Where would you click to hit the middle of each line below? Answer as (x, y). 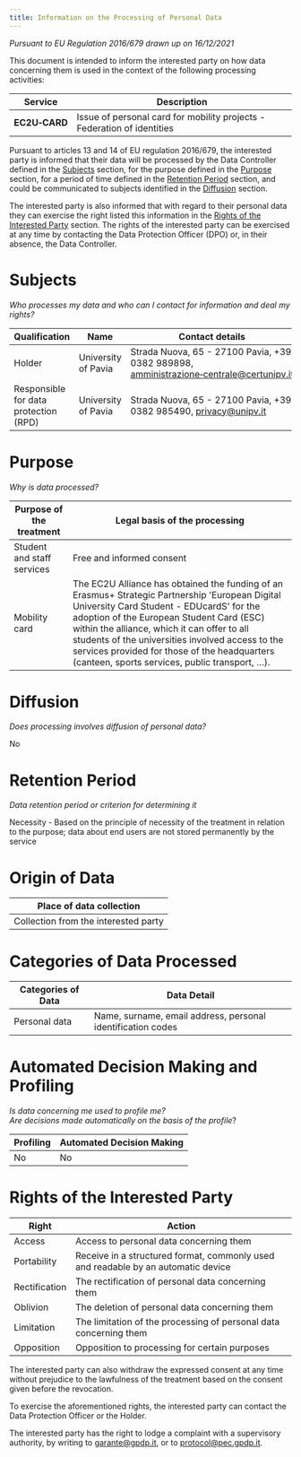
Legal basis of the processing (180, 520)
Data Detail (190, 995)
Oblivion (31, 1307)
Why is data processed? (54, 487)
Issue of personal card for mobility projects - (171, 117)
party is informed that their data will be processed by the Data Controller (143, 160)
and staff (33, 558)
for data (30, 400)
